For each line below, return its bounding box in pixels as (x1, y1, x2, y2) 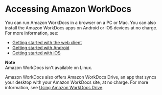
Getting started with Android (12, 45, 69, 50)
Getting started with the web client (12, 39, 82, 45)
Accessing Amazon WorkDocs (5, 3, 132, 15)
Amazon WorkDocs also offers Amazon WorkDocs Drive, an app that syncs (5, 74, 157, 80)
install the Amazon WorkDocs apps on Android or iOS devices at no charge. (5, 24, 158, 30)
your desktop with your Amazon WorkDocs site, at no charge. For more (5, 79, 148, 85)
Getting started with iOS (12, 50, 61, 56)
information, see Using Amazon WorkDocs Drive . (5, 84, 104, 90)
